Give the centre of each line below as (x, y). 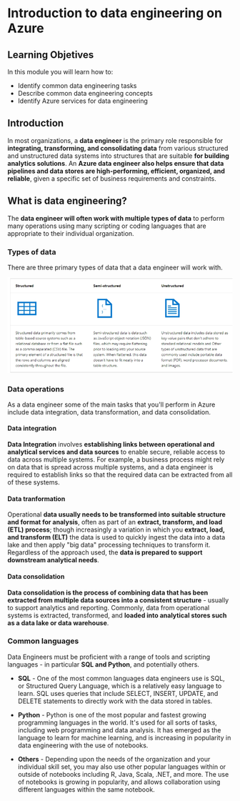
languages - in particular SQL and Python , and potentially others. (104, 664)
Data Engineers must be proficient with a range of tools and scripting (109, 657)
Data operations (36, 389)
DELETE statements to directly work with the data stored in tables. (115, 701)
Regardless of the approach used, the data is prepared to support (105, 552)
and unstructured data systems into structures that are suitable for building (119, 156)
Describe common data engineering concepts (85, 93)
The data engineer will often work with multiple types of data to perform (116, 218)
